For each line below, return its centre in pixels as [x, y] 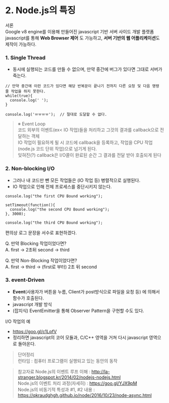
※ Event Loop [31, 124]
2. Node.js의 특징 [40, 10]
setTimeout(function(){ [30, 205]
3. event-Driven [25, 280]
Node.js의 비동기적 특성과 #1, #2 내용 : [56, 389]
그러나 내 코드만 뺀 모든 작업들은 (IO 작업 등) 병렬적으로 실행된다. [76, 180]
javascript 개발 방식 [32, 304]
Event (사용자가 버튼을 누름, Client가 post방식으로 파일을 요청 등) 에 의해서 [86, 291]
